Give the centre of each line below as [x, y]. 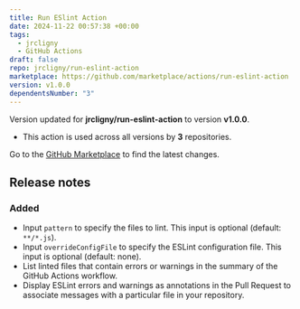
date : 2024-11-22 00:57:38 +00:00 [75, 26]
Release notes [50, 182]
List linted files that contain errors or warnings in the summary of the [150, 267]
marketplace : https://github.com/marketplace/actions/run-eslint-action [149, 77]
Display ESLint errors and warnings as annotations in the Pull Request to [157, 286]
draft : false [34, 60]
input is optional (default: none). [82, 257]
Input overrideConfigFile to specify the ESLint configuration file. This [152, 247]
